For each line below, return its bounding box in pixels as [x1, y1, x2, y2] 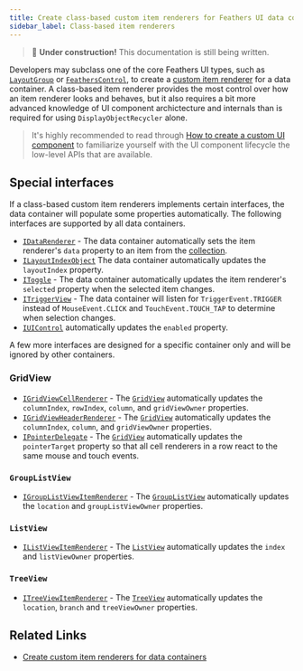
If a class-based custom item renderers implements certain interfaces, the [9, 199, 285, 210]
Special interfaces [9, 175, 115, 190]
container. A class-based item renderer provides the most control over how [9, 83, 289, 94]
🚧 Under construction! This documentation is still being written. [31, 46, 270, 57]
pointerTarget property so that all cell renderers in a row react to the [22, 440, 278, 451]
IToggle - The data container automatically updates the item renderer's [22, 274, 287, 285]
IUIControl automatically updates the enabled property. [22, 322, 228, 333]
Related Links [9, 628, 87, 643]
